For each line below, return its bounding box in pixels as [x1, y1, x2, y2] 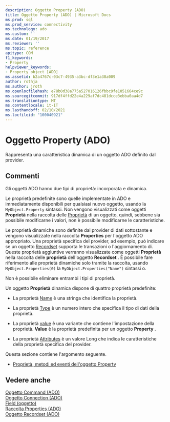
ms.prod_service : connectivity [5, 22, 72, 27]
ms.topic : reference [5, 46, 50, 51]
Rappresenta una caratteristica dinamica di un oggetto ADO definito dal [5, 151, 156, 157]
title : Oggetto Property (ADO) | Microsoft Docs [5, 12, 111, 17]
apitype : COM [5, 50, 33, 55]
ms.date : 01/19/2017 [5, 36, 50, 42]
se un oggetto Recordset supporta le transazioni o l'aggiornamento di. [5, 243, 153, 249]
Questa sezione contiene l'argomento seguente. [5, 351, 107, 357]
